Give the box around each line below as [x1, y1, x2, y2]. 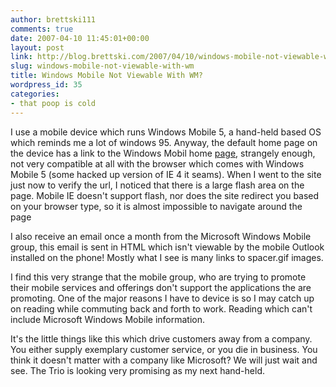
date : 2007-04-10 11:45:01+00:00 [10, 33, 150, 43]
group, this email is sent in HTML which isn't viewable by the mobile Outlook [10, 241, 325, 253]
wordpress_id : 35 [10, 80, 83, 90]
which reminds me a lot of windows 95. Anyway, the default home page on [10, 136, 318, 148]
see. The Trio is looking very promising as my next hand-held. [10, 364, 265, 376]
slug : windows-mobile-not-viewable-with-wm [10, 61, 195, 71]
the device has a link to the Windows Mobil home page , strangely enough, [10, 147, 316, 159]
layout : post [10, 42, 65, 53]
